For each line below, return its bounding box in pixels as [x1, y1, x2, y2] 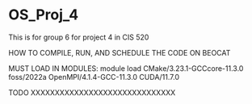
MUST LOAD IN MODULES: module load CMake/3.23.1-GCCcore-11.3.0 [8, 63, 244, 73]
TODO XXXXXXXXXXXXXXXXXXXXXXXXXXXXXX [8, 87, 176, 98]
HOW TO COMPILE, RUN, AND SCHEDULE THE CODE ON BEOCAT [8, 48, 231, 57]
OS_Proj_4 [8, 6, 79, 24]
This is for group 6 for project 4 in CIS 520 [8, 32, 149, 42]
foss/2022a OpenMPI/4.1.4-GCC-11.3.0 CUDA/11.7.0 [8, 72, 180, 81]
